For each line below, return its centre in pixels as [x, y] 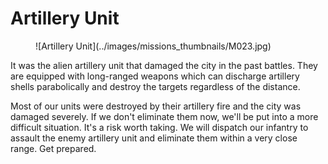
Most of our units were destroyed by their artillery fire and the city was [156, 106]
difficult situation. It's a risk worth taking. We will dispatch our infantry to [159, 127]
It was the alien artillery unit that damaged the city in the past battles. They [164, 65]
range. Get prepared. [53, 148]
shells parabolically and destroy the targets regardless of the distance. [155, 86]
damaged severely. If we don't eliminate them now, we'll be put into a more [164, 116]
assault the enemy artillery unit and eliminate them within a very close [154, 138]
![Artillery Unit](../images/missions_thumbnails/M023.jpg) [153, 46]
